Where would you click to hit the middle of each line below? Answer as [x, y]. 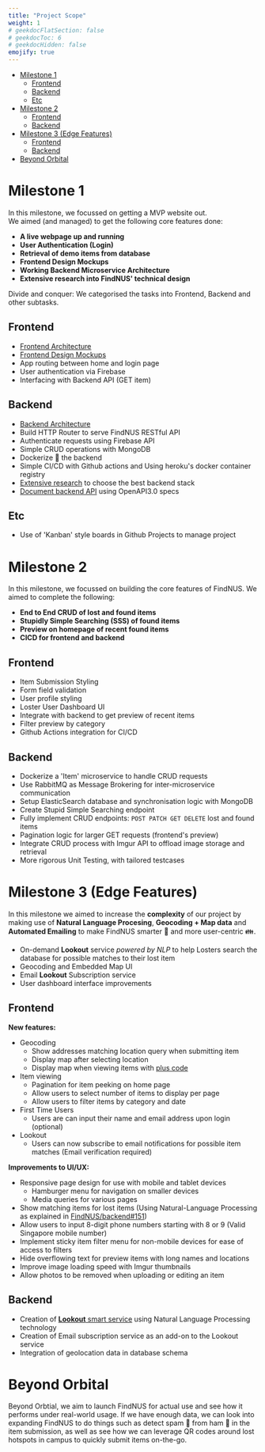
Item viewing [40, 1076]
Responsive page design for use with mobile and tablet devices [123, 1182]
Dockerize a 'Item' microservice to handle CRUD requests [114, 775]
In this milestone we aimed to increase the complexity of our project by [125, 914]
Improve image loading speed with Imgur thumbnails [105, 1266]
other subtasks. [34, 302]
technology [38, 1327]
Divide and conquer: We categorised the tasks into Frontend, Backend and [129, 294]
